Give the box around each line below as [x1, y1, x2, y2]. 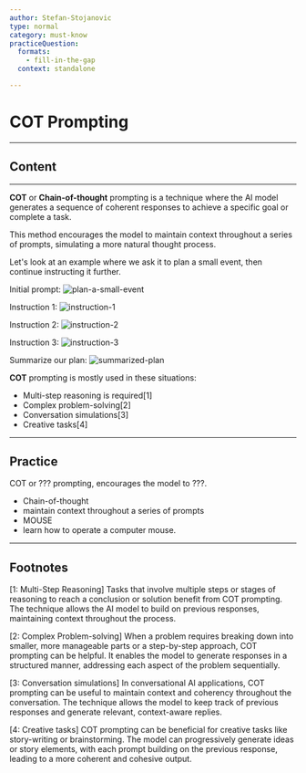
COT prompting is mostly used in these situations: [9, 371, 198, 383]
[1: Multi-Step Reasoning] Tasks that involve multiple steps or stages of [9, 584, 276, 595]
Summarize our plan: [9, 354, 88, 365]
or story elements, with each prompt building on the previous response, [9, 744, 278, 755]
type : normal [9, 22, 59, 31]
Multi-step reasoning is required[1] [22, 390, 153, 401]
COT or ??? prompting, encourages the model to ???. [9, 478, 208, 489]
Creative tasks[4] [22, 419, 88, 430]
